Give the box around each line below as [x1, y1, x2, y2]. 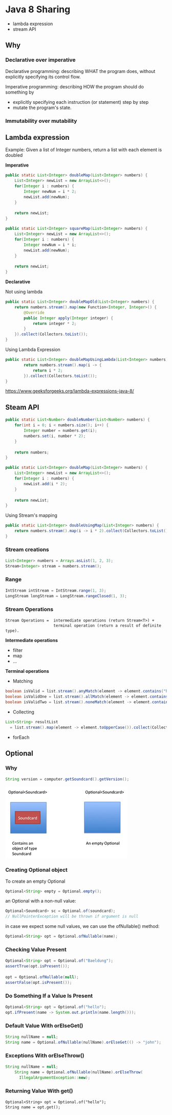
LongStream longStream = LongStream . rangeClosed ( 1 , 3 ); [5, 594, 127, 599]
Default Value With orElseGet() [5, 1022, 83, 1029]
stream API [12, 26, 36, 32]
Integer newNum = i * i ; [24, 242, 77, 247]
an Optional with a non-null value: [5, 898, 76, 904]
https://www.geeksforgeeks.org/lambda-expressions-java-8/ [5, 388, 134, 394]
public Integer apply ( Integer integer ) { [24, 315, 114, 321]
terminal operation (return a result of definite [53, 623, 161, 628]
